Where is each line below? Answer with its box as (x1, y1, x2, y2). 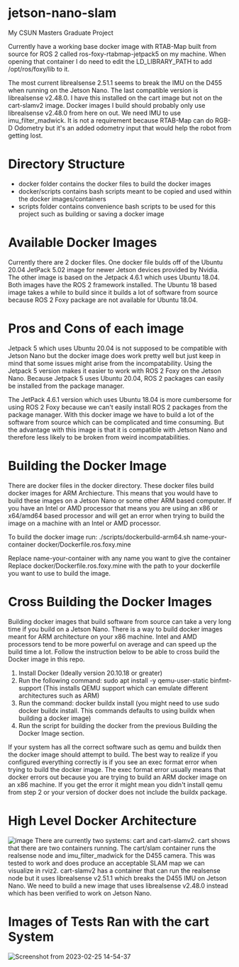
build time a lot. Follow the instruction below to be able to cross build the (8, 647, 220, 656)
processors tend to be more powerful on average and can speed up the (8, 639, 217, 648)
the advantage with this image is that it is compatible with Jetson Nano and (8, 425, 228, 434)
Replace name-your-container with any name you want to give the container (8, 554, 231, 562)
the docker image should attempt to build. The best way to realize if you (8, 750, 218, 759)
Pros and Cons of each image (8, 320, 184, 336)
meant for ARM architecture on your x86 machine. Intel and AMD (8, 632, 198, 641)
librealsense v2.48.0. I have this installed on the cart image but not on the (8, 94, 223, 102)
